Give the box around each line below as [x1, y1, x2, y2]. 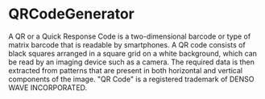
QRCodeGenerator [8, 5, 135, 23]
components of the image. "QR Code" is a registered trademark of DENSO [8, 74, 255, 84]
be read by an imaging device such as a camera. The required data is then [8, 57, 255, 67]
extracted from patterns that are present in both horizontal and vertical [8, 65, 243, 75]
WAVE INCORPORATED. [8, 82, 88, 93]
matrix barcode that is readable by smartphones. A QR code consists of [8, 39, 246, 49]
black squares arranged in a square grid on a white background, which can [8, 48, 258, 58]
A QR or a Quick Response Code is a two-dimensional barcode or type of [8, 31, 251, 41]
